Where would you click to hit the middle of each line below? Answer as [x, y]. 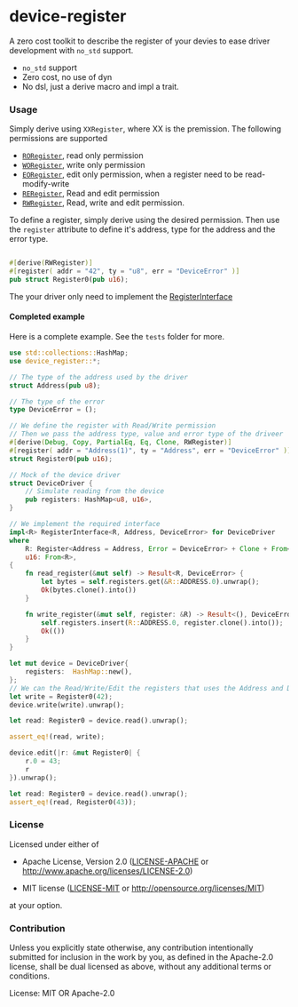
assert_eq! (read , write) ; [57, 737]
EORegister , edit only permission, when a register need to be [133, 174]
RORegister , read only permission [82, 156]
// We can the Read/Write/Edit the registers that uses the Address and [146, 688]
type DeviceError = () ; [53, 410]
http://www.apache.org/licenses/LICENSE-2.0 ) [107, 871]
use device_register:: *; [55, 361]
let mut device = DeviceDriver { [69, 664]
